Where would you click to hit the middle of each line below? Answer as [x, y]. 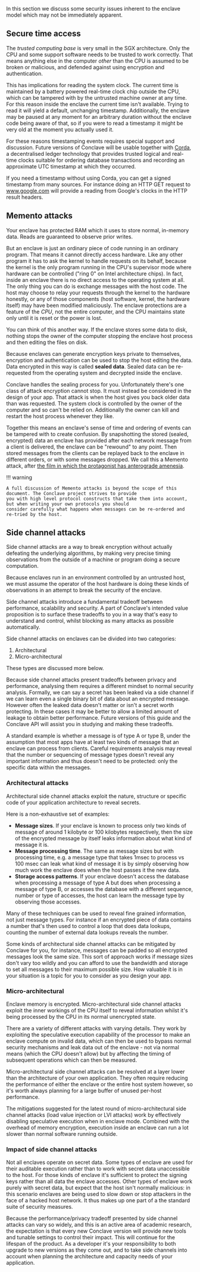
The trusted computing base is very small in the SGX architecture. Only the [98, 48]
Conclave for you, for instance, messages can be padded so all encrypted [97, 950]
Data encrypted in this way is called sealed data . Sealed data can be [90, 366]
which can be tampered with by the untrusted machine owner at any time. [97, 97]
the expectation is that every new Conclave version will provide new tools [96, 1231]
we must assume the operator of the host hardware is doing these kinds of [98, 584]
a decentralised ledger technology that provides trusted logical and [89, 153]
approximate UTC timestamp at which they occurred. [71, 166]
